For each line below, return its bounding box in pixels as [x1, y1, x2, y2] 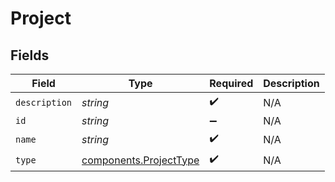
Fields [10, 47, 50, 64]
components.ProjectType [81, 153, 200, 167]
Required [209, 77, 254, 90]
